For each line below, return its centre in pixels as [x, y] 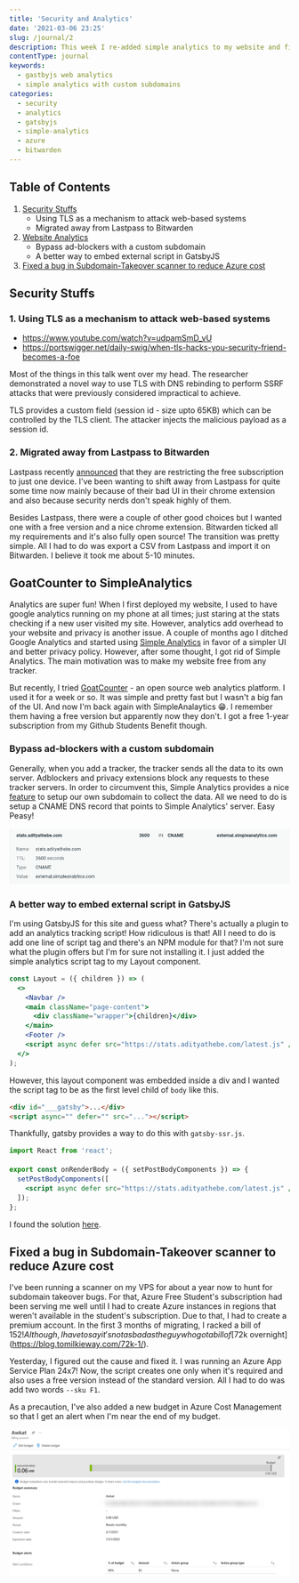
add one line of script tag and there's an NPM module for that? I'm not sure [146, 942]
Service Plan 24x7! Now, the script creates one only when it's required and [146, 1371]
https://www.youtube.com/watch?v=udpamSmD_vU [117, 338]
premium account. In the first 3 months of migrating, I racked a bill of [135, 1325]
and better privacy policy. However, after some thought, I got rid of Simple [145, 652]
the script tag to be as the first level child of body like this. [114, 1089]
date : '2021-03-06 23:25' [57, 28]
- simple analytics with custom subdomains [99, 85]
